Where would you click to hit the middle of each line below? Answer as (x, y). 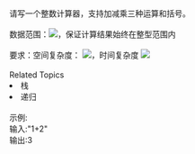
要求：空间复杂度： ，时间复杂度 (74, 55)
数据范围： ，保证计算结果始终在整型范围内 (93, 34)
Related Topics (37, 75)
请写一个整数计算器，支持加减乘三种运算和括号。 (100, 14)
